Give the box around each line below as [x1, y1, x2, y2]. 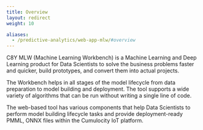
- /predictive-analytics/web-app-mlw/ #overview [12, 37, 136, 44]
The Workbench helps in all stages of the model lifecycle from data [6, 79, 176, 86]
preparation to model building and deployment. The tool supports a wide [6, 85, 190, 93]
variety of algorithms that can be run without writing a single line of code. [6, 92, 192, 99]
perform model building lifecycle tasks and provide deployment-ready [6, 110, 183, 118]
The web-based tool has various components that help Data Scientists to [6, 104, 191, 111]
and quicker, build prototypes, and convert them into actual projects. [6, 67, 180, 74]
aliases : [6, 31, 29, 37]
